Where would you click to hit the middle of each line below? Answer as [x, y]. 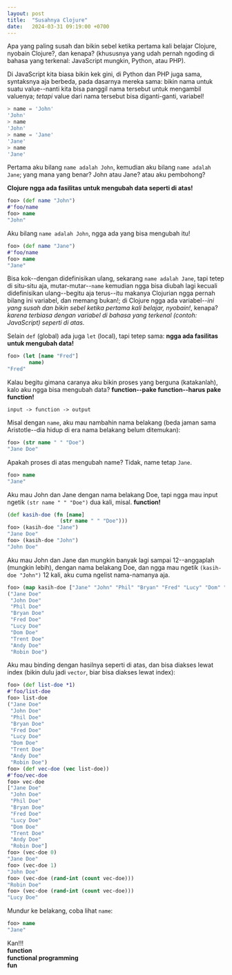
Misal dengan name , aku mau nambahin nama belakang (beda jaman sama [112, 422]
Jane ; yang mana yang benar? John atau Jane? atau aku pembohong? [106, 175]
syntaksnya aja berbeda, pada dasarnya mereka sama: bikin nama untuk [110, 82]
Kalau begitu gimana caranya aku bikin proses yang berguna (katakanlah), [113, 382]
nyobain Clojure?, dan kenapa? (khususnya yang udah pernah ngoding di [111, 53]
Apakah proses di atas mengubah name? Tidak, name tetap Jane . [99, 462]
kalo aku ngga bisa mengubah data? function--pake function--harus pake [114, 390]
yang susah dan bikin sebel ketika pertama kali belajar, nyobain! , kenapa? [113, 308]
